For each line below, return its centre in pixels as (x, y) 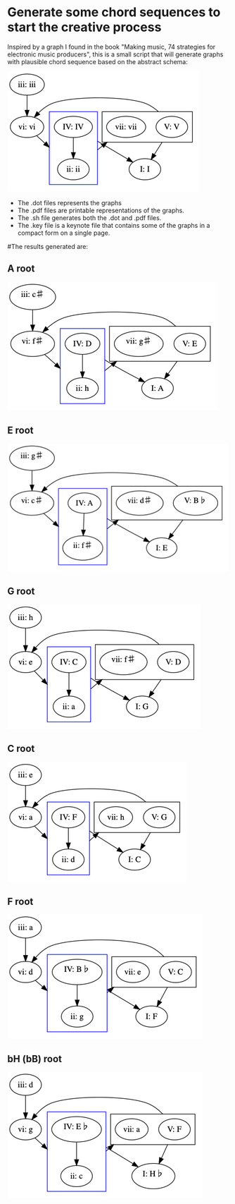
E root (20, 431)
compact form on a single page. (64, 233)
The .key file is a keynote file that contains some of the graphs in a (114, 225)
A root (21, 269)
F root (20, 902)
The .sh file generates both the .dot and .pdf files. (89, 218)
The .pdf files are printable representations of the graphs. (101, 210)
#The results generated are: (48, 246)
